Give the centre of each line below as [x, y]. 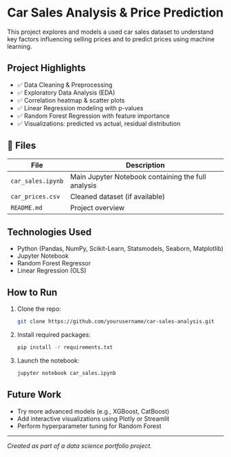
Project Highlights [46, 68]
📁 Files [22, 146]
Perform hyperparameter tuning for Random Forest [89, 426]
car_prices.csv [35, 196]
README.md [26, 207]
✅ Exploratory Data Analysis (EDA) [66, 92]
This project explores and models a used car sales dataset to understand [110, 32]
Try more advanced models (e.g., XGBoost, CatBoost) [93, 411]
